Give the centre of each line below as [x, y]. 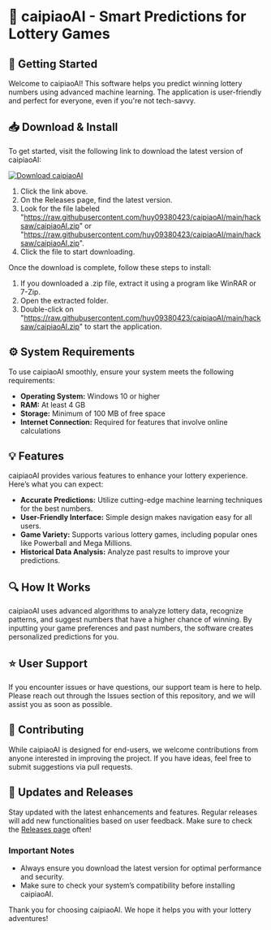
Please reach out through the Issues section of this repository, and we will [132, 696]
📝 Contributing [46, 730]
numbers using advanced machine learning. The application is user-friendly [135, 92]
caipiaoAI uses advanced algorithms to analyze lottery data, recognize [126, 611]
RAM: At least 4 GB [53, 404]
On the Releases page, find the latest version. [96, 199]
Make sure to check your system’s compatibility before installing [127, 885]
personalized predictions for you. [64, 637]
